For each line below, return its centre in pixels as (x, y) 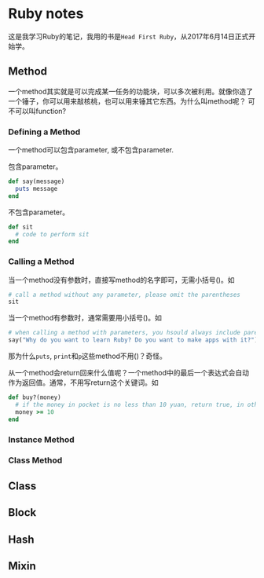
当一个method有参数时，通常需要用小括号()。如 (85, 318)
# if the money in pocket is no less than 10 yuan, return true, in (130, 404)
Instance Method (41, 439)
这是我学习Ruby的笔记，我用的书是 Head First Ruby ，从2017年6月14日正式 (128, 36)
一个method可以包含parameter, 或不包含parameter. (91, 150)
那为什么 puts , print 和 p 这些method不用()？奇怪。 (88, 356)
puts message (37, 188)
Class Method (35, 460)
